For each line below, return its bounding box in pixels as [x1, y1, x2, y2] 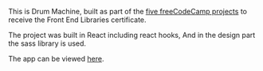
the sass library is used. [8, 39, 86, 48]
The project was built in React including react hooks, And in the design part [8, 31, 256, 39]
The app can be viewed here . [8, 54, 104, 63]
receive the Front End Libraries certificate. [8, 15, 147, 24]
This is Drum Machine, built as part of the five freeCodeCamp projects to [8, 7, 247, 16]
